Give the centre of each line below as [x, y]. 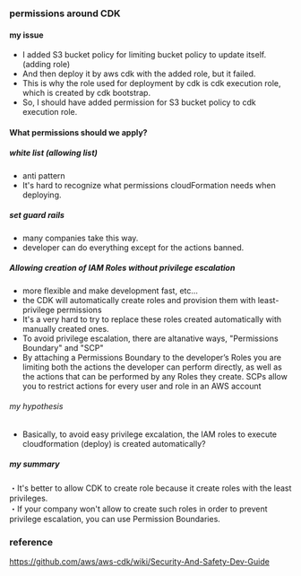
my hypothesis [36, 406]
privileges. [29, 498]
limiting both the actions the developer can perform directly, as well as [152, 367]
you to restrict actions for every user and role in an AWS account [142, 386]
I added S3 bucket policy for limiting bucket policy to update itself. [144, 55]
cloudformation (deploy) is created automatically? [114, 443]
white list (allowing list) [54, 153]
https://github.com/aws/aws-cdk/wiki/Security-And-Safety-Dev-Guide [140, 562]
